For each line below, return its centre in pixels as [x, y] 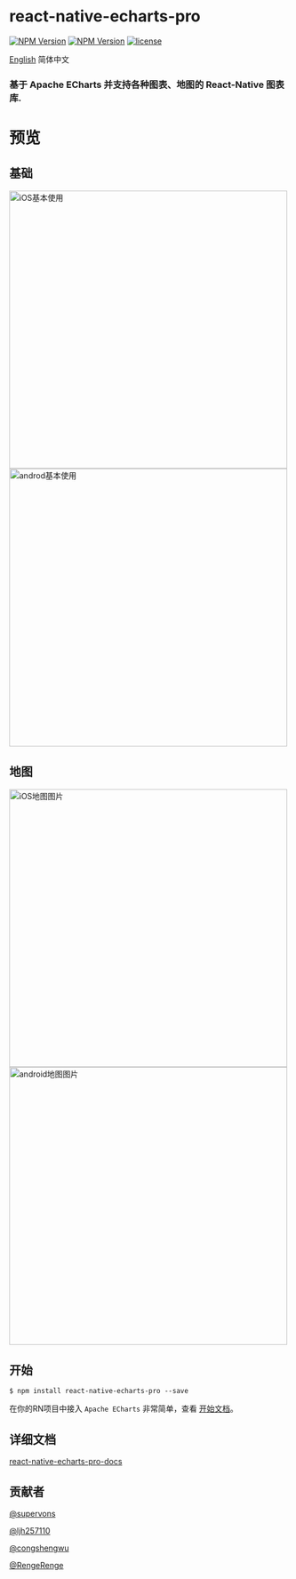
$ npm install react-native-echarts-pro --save [99, 1391]
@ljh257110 [30, 1531]
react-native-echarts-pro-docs [66, 1462]
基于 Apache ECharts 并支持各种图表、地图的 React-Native [137, 84]
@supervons [32, 1514]
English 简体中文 [39, 59]
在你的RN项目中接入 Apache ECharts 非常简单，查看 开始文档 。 [124, 1409]
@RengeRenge [36, 1566]
